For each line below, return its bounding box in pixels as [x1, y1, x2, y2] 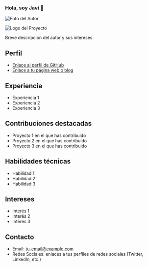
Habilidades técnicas [5, 157, 71, 166]
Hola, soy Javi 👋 [5, 4, 44, 11]
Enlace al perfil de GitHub [12, 62, 64, 68]
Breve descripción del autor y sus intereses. [5, 34, 94, 41]
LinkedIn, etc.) [12, 256, 42, 263]
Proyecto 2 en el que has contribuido [12, 137, 87, 143]
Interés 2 [12, 213, 30, 219]
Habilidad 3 [12, 181, 36, 187]
